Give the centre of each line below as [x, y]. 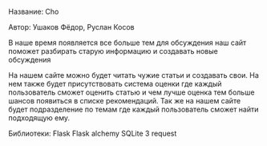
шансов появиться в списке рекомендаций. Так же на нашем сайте [125, 101]
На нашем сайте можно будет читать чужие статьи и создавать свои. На [133, 75]
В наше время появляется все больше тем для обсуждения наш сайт [127, 43]
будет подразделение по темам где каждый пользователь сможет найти [133, 109]
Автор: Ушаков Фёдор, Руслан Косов [71, 27]
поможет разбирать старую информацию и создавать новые [113, 51]
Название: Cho [34, 12]
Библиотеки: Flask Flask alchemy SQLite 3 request [93, 133]
